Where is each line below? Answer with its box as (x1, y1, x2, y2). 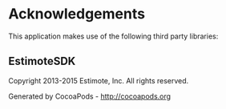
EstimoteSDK (8, 54, 76, 68)
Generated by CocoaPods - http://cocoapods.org (8, 91, 171, 101)
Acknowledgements (8, 5, 146, 23)
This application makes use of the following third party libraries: (8, 31, 219, 41)
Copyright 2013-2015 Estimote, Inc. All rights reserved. (8, 75, 189, 85)
